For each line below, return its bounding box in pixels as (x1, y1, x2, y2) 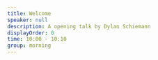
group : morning (7, 42, 52, 49)
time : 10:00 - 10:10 (7, 36, 68, 43)
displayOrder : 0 (7, 29, 54, 37)
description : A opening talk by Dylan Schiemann (7, 23, 151, 30)
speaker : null (7, 17, 49, 23)
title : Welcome (7, 10, 52, 17)
